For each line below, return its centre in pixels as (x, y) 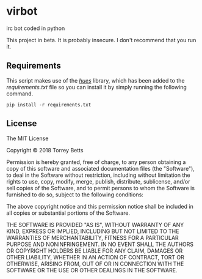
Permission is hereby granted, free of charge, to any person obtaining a (96, 162)
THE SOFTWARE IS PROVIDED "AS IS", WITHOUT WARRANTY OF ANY (95, 225)
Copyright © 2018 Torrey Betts (45, 150)
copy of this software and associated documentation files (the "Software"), (101, 168)
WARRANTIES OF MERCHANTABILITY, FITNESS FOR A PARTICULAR (92, 237)
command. (20, 94)
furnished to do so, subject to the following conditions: (75, 195)
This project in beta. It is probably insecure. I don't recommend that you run (101, 40)
